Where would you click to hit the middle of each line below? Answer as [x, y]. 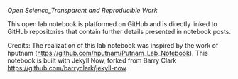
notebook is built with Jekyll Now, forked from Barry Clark [92, 60]
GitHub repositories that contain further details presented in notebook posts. [119, 32]
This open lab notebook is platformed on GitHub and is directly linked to [113, 24]
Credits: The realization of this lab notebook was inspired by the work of [113, 45]
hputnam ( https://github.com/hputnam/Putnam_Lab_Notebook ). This [108, 53]
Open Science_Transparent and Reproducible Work [82, 10]
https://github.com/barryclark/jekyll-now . [67, 68]
